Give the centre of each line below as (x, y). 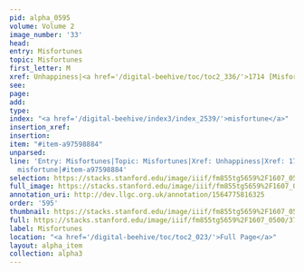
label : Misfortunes (46, 228)
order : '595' (34, 204)
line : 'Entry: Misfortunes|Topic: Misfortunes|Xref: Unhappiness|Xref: (147, 161)
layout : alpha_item (46, 246)
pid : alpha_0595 (40, 18)
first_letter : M (40, 69)
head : (19, 43)
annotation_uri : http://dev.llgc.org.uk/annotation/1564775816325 (137, 195)
